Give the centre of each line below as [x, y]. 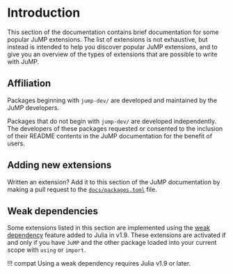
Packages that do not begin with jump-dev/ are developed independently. [112, 121]
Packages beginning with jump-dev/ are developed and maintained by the [112, 100]
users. [16, 143]
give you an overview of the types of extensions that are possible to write [112, 54]
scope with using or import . [47, 250]
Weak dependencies [53, 211]
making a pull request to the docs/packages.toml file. [82, 189]
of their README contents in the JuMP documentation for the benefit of [110, 136]
